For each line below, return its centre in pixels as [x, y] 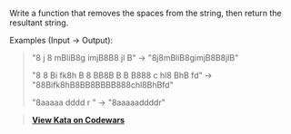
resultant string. [39, 23]
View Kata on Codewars [78, 120]
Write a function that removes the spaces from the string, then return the [145, 13]
